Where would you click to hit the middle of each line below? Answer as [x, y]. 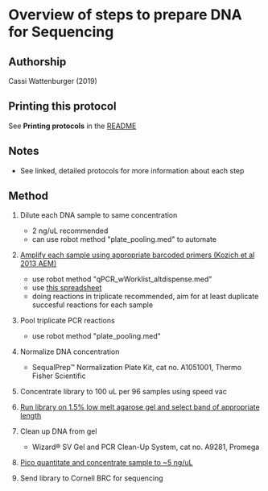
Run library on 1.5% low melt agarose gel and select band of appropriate [140, 407]
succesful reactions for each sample [93, 305]
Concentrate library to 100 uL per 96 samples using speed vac [123, 392]
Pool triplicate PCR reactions [67, 321]
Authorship [37, 62]
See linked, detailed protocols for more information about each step [132, 170]
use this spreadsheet [67, 288]
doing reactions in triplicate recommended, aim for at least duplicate [145, 297]
